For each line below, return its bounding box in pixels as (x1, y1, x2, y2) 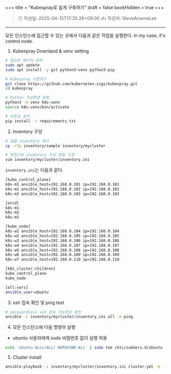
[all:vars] (5, 284, 28, 290)
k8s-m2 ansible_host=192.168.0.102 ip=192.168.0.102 (5, 186, 120, 192)
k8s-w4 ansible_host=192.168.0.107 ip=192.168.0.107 (5, 243, 120, 248)
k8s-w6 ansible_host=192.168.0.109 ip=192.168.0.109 (5, 252, 120, 257)
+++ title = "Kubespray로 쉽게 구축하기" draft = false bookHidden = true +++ (5, 5, 164, 10)
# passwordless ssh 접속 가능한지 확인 (5, 309, 81, 314)
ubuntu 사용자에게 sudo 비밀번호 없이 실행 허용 (12, 335, 107, 341)
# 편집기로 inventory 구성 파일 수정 (5, 152, 75, 158)
